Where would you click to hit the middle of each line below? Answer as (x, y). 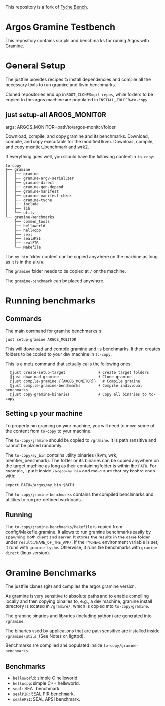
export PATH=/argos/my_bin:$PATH (40, 485)
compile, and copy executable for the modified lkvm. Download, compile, (80, 141)
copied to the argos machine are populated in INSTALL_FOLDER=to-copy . (77, 99)
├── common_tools (32, 221)
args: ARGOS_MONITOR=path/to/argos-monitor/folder (61, 127)
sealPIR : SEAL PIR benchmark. (44, 694)
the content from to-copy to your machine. (49, 431)
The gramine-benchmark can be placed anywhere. (55, 281)
